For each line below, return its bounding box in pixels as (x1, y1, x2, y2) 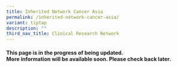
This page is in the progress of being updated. (6, 49, 124, 56)
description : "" (6, 25, 47, 31)
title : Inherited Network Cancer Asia (6, 8, 103, 15)
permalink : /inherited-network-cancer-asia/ (6, 14, 119, 20)
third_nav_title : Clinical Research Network (6, 31, 119, 37)
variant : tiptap (6, 20, 47, 25)
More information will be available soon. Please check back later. (6, 55, 172, 62)
